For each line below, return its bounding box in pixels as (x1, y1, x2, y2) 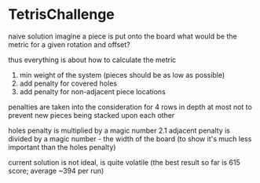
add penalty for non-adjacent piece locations (19, 86, 167, 96)
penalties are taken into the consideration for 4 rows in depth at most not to (8, 102, 253, 112)
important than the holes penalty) (8, 142, 116, 152)
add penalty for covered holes (19, 79, 118, 88)
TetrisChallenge (8, 5, 115, 24)
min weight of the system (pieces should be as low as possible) (19, 70, 225, 79)
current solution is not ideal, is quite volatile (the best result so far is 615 (8, 157, 241, 167)
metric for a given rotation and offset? (8, 39, 131, 49)
